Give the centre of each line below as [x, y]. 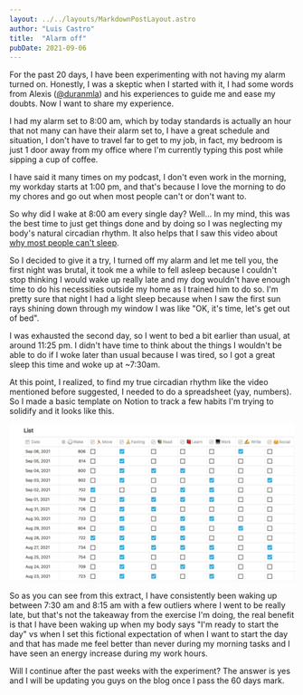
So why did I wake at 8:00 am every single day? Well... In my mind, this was [150, 214]
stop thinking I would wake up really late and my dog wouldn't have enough [150, 280]
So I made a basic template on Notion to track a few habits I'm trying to [142, 401]
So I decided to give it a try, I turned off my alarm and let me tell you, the [144, 261]
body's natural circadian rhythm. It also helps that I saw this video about [143, 233]
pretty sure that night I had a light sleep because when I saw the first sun [145, 299]
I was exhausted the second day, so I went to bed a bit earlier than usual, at [150, 336]
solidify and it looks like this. [62, 411]
